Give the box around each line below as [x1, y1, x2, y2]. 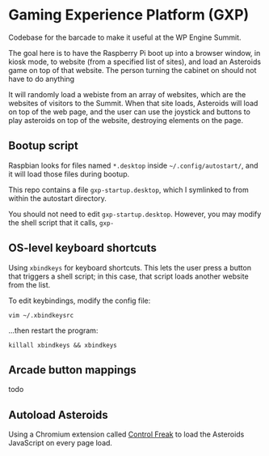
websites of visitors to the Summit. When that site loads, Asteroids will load [8, 98, 258, 108]
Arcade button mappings [8, 363, 137, 377]
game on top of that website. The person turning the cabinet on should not [8, 65, 257, 75]
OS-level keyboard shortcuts [8, 241, 158, 255]
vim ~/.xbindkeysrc [8, 311, 74, 319]
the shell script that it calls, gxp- [8, 217, 115, 228]
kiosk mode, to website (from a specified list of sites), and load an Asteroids [8, 57, 261, 66]
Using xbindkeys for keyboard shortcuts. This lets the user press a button [8, 262, 252, 272]
